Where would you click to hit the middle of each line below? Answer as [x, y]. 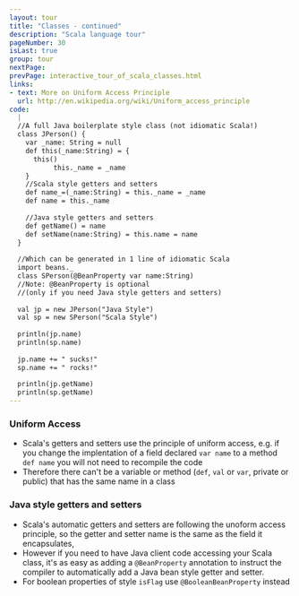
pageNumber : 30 [38, 43]
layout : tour [34, 17]
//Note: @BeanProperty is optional [84, 284]
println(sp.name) [50, 342]
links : [21, 84]
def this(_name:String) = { [77, 151]
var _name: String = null [74, 143]
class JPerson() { [52, 134]
